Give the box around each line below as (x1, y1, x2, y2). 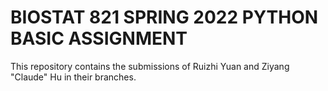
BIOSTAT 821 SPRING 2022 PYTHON (10, 6, 319, 29)
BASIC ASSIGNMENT (10, 27, 188, 50)
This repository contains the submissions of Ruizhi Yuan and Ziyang (10, 60, 290, 72)
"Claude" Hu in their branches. (10, 71, 137, 83)
